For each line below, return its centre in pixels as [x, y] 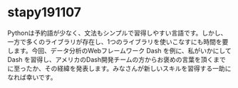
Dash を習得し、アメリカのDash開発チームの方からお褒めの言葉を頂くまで [117, 59]
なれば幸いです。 [32, 77]
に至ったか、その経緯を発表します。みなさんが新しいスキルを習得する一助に [119, 68]
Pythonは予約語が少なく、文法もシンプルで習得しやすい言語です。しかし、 [117, 33]
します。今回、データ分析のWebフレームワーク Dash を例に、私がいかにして [119, 50]
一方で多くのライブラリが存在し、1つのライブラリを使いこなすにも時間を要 [118, 42]
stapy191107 [45, 12]
